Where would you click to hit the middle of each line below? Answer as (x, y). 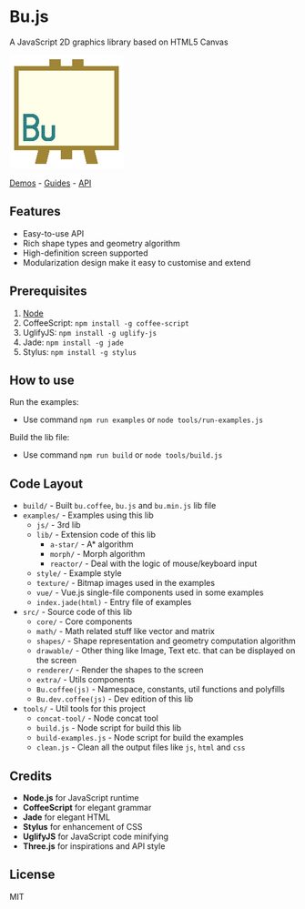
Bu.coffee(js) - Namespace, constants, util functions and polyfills (160, 690)
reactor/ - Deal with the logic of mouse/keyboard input (153, 564)
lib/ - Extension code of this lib (96, 535)
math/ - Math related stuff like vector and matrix (126, 631)
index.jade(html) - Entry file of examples (114, 602)
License (32, 875)
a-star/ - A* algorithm (91, 544)
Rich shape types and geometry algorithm (101, 243)
